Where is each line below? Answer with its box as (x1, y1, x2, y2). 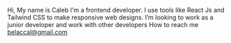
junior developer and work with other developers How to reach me (7, 21, 199, 28)
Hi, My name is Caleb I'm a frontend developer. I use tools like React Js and (7, 6, 225, 14)
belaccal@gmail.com (7, 28, 68, 36)
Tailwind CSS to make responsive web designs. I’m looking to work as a (7, 13, 213, 21)
